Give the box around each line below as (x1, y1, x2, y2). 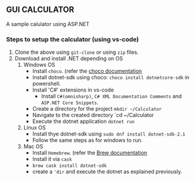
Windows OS (23, 62, 56, 69)
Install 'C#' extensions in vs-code (32, 86, 114, 93)
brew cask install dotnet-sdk (32, 163, 107, 169)
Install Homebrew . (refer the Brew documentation (32, 149, 148, 156)
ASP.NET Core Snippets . (41, 99, 99, 106)
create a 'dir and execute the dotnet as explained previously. (32, 168, 183, 175)
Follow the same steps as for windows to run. (32, 137, 143, 144)
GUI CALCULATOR (6, 5, 74, 15)
